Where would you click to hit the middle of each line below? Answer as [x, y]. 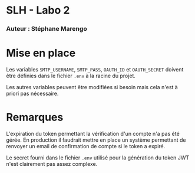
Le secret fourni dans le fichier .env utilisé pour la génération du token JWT [98, 158]
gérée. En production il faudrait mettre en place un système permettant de [96, 140]
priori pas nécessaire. [32, 94]
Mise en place [41, 53]
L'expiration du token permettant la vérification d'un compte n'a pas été [93, 133]
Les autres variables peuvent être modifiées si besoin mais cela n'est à [92, 87]
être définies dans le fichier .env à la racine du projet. [71, 76]
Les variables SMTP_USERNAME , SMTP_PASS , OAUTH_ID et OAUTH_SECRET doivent [95, 70]
